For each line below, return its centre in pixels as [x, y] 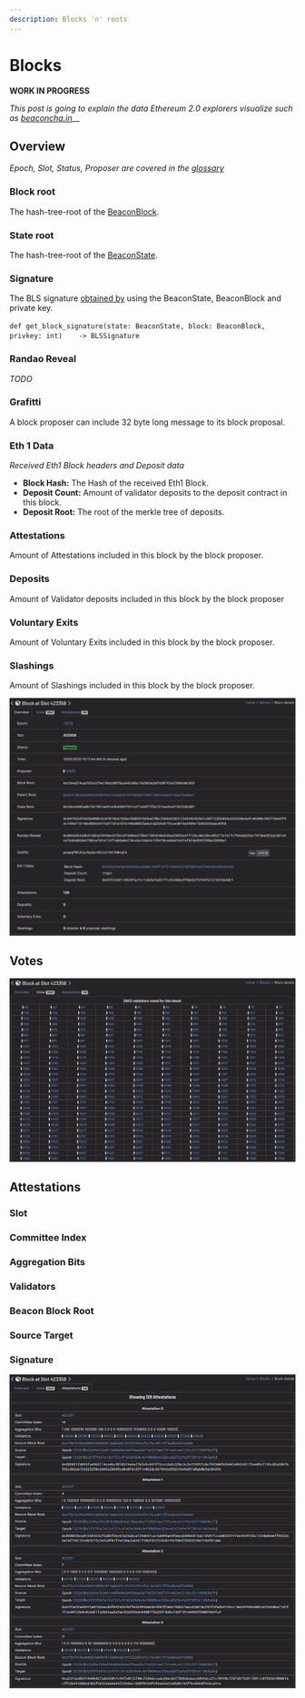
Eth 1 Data [32, 446]
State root [32, 235]
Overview [38, 146]
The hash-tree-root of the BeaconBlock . [84, 211]
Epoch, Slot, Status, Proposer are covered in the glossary [117, 168]
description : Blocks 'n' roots [69, 19]
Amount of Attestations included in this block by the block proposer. [137, 556]
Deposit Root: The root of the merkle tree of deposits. [123, 512]
